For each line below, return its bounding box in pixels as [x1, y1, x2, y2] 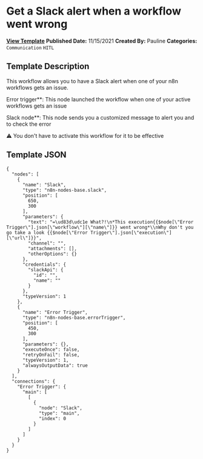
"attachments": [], [28, 245, 78, 251]
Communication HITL [6, 44, 55, 51]
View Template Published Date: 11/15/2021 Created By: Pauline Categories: [6, 37, 198, 44]
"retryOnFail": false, [22, 352, 80, 358]
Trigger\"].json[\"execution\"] [90, 229, 172, 236]
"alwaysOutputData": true [22, 362, 88, 369]
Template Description [6, 61, 90, 72]
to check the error [6, 120, 52, 127]
